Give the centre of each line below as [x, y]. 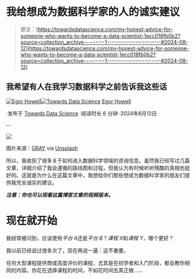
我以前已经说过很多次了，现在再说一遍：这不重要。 [67, 250]
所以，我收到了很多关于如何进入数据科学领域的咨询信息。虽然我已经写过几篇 [98, 160]
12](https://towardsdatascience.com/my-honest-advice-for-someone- [105, 48]
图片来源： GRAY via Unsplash [42, 148]
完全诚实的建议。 [36, 182]
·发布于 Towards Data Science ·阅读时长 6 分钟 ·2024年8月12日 [82, 113]
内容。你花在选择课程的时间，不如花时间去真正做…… [79, 270]
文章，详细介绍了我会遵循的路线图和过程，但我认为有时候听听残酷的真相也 [95, 168]
